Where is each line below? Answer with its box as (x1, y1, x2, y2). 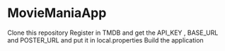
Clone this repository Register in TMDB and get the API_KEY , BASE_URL (7, 28, 219, 37)
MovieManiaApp (7, 5, 107, 21)
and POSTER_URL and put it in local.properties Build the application (7, 35, 204, 44)
